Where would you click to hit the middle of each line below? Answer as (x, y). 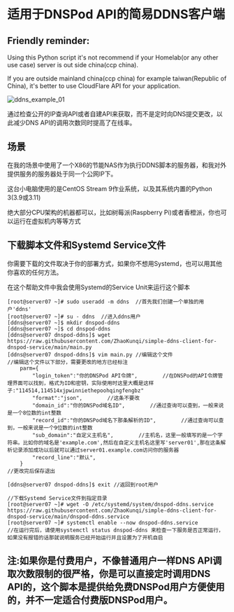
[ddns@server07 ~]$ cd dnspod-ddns (59, 329)
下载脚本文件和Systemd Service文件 (87, 245)
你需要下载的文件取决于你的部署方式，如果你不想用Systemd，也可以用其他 (115, 263)
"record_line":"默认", (64, 457)
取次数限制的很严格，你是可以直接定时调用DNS (109, 574)
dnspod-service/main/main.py (50, 347)
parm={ (29, 368)
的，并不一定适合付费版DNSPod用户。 (90, 600)
